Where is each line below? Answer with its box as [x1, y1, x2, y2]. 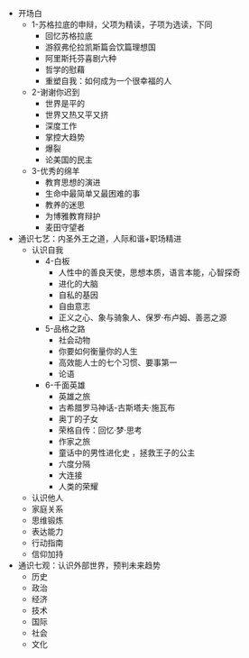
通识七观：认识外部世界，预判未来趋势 [17, 560, 161, 571]
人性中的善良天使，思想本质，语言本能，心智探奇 [58, 267, 241, 278]
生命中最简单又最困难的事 [44, 188, 141, 198]
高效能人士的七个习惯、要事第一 [58, 357, 178, 368]
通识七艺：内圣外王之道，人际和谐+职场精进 [17, 233, 182, 243]
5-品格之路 [44, 324, 86, 334]
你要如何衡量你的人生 [58, 346, 138, 356]
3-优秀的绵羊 [31, 166, 80, 176]
